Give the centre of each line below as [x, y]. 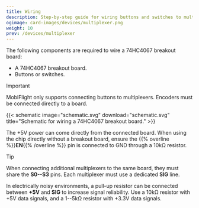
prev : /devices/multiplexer [41, 34]
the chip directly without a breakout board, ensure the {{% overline [88, 139]
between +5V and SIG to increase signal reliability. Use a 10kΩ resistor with [98, 192]
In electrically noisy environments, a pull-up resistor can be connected [92, 186]
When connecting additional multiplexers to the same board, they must [92, 168]
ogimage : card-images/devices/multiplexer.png [65, 22]
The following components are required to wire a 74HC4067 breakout [91, 50]
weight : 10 [20, 28]
